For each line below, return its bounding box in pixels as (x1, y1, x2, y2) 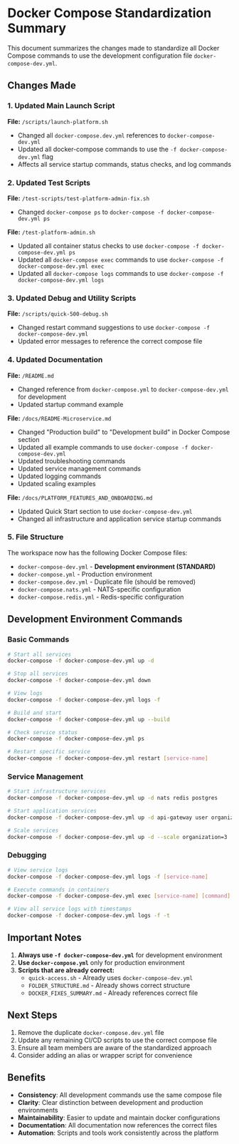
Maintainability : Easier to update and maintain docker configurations (17, 1113, 221, 1122)
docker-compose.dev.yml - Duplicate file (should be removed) (17, 577, 196, 586)
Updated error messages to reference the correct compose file (17, 337, 203, 346)
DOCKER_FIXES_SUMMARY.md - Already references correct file (28, 989, 198, 997)
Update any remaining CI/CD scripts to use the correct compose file (17, 1036, 217, 1044)
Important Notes (7, 932, 82, 944)
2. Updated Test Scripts (7, 177, 91, 187)
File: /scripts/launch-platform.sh (7, 117, 109, 125)
